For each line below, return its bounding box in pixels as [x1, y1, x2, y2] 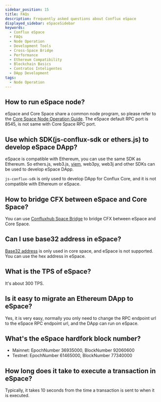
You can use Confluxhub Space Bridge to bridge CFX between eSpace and [5, 216, 156, 222]
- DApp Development [9, 71, 49, 76]
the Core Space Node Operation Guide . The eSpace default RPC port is [5, 116, 149, 122]
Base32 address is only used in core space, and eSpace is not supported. [5, 248, 154, 254]
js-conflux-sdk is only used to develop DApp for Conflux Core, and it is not [5, 176, 156, 182]
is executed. [5, 393, 30, 399]
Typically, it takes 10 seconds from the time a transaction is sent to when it [5, 387, 155, 393]
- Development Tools [9, 43, 51, 48]
